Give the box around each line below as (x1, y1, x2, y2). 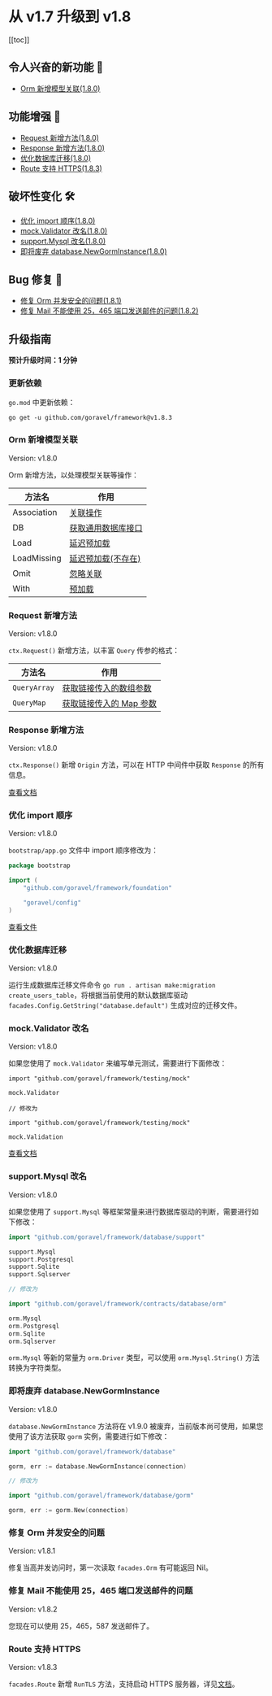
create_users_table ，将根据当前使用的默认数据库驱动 (8, 990, 188, 1001)
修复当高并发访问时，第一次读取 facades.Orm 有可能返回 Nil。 (8, 1563, 213, 1572)
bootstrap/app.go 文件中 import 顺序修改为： (8, 845, 159, 855)
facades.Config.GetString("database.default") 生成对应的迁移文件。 (8, 1001, 242, 1010)
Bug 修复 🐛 (8, 272, 63, 286)
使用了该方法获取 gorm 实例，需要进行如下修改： (8, 1431, 170, 1441)
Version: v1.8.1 (8, 1546, 55, 1556)
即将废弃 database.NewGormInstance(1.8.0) (19, 246, 168, 256)
